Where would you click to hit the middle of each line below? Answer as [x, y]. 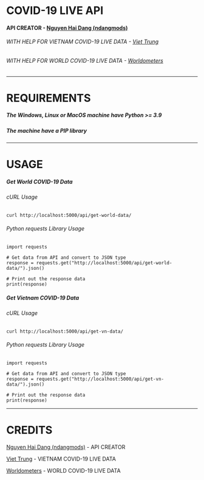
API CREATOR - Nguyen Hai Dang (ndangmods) [67, 27]
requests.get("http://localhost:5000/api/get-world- [104, 263]
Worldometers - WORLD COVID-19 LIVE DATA [63, 470]
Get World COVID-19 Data [39, 182]
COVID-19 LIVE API [55, 11]
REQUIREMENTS [49, 98]
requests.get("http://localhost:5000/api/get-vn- [100, 379]
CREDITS [29, 430]
